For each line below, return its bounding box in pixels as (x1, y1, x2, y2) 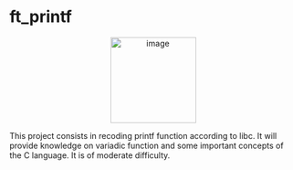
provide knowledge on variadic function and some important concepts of (9, 140, 285, 151)
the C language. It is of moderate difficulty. (9, 149, 171, 161)
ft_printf (9, 6, 73, 27)
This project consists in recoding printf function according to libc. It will (9, 130, 277, 141)
